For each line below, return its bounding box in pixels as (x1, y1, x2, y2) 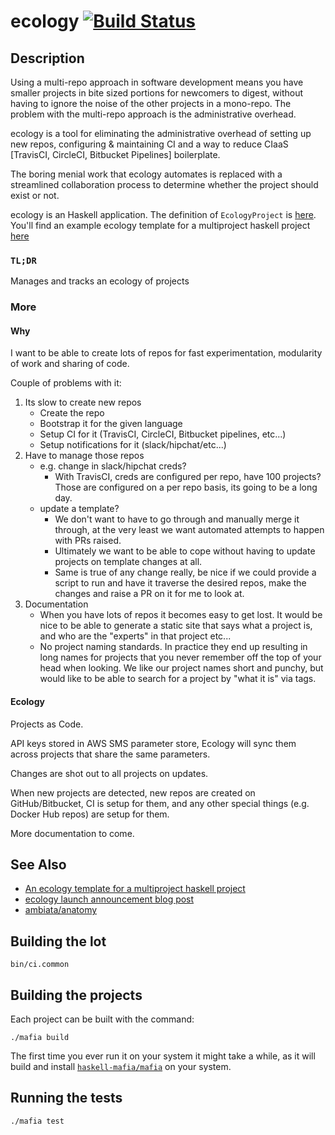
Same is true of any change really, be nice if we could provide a (54, 566, 317, 579)
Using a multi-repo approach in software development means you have (10, 76, 304, 88)
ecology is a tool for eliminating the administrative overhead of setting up (10, 128, 312, 139)
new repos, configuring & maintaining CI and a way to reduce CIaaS (10, 138, 289, 150)
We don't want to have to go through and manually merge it (54, 513, 300, 525)
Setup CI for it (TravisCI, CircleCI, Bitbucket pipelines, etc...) (39, 428, 287, 440)
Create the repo (39, 407, 105, 419)
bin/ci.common (10, 960, 70, 970)
